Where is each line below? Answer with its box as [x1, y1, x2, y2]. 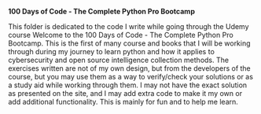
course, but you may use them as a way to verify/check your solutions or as [8, 72, 254, 81]
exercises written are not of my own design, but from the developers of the [8, 64, 252, 73]
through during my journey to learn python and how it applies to [8, 47, 215, 56]
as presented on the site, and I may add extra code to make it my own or [8, 89, 242, 97]
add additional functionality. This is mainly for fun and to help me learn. [8, 97, 238, 106]
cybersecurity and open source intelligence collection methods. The [8, 55, 230, 64]
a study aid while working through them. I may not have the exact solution [8, 80, 248, 90]
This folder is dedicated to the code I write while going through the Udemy [8, 22, 249, 31]
